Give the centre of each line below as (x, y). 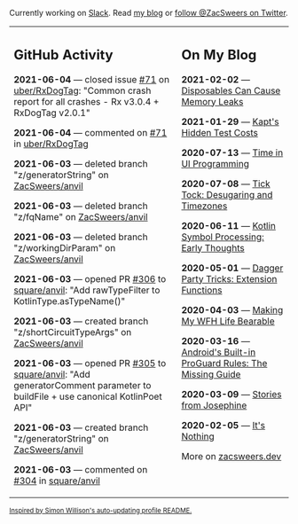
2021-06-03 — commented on (81, 469)
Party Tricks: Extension (229, 278)
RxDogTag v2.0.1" (52, 113)
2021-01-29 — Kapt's (230, 121)
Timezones (204, 206)
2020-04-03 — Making (232, 309)
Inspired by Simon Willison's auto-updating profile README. (101, 510)
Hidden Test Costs (220, 132)
